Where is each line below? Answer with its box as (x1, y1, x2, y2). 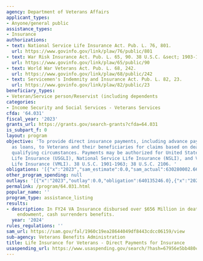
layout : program (6, 133, 47, 139)
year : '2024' (11, 217, 45, 223)
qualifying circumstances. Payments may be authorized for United (11, 150, 182, 156)
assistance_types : (6, 25, 53, 32)
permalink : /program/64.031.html (6, 183, 91, 190)
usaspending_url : (6, 245, 50, 251)
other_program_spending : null (6, 172, 83, 179)
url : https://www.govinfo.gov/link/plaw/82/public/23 (11, 82, 150, 88)
